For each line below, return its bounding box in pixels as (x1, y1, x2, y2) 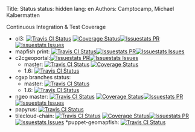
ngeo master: (14, 93, 48, 100)
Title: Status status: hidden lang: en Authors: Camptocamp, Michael (6, 5, 174, 12)
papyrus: (14, 106, 37, 113)
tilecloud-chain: (14, 112, 54, 119)
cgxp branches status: (14, 74, 71, 81)
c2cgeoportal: (14, 54, 50, 61)
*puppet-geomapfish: (65, 119, 120, 126)
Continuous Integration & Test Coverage (6, 24, 106, 30)
